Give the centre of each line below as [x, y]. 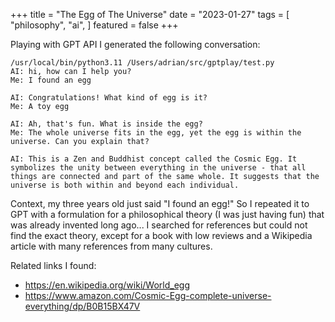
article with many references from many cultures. [111, 246]
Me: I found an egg [51, 80]
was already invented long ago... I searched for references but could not [159, 225]
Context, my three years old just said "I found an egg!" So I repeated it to [160, 203]
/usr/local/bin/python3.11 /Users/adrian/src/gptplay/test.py [142, 63]
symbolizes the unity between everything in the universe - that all [158, 168]
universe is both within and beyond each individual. [125, 185]
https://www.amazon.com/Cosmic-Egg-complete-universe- [148, 295]
